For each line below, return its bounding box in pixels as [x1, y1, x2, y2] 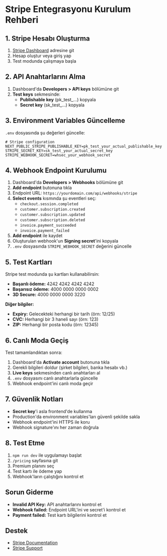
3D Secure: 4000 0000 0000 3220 [12, 292, 85, 298]
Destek [5, 526, 28, 535]
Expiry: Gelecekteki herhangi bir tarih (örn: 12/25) [12, 311, 115, 317]
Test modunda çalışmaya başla [12, 58, 76, 64]
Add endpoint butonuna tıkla [12, 184, 72, 191]
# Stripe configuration [5, 139, 55, 144]
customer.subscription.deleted [19, 218, 85, 223]
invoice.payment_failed [19, 228, 70, 234]
